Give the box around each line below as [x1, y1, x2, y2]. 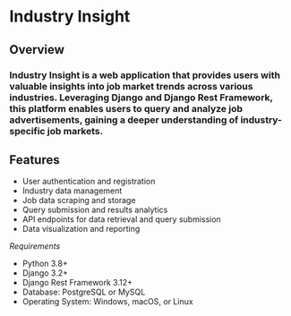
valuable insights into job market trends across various [9, 80, 253, 92]
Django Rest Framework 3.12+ [21, 278, 133, 288]
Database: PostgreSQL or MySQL [21, 286, 146, 297]
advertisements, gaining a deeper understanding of [9, 114, 239, 126]
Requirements [9, 241, 61, 252]
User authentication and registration [21, 176, 156, 187]
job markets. [47, 124, 104, 137]
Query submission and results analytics [21, 204, 168, 216]
